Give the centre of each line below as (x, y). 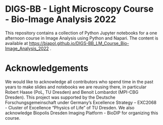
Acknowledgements (47, 68)
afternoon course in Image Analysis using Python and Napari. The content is (82, 38)
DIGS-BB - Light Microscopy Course (79, 9)
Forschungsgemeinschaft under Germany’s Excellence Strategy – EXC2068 (81, 102)
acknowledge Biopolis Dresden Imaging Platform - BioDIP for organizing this (82, 113)
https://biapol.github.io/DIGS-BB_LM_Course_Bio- (79, 43)
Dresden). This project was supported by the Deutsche (60, 97)
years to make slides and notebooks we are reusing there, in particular (76, 87)
